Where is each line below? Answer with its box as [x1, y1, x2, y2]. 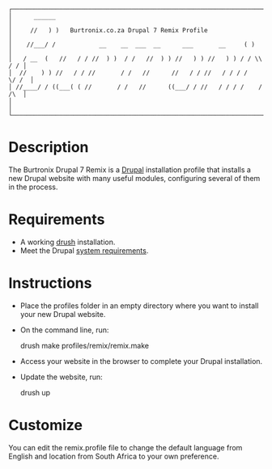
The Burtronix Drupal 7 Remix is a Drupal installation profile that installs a [8, 164, 251, 175]
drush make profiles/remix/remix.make [19, 340, 150, 350]
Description [8, 138, 89, 157]
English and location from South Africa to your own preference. [8, 451, 219, 461]
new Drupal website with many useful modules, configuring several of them [8, 173, 261, 183]
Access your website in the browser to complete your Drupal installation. [19, 356, 263, 365]
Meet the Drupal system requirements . [19, 245, 149, 256]
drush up [19, 387, 51, 397]
